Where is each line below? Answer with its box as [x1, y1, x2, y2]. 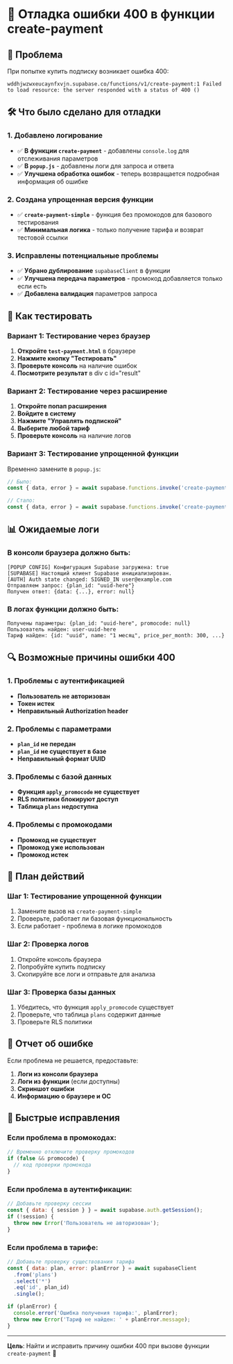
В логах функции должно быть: [7, 604, 119, 614]
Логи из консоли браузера [17, 1069, 98, 1078]
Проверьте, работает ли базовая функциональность [17, 914, 173, 923]
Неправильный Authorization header [17, 707, 128, 715]
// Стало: [7, 497, 36, 504]
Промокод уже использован [17, 843, 105, 851]
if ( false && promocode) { [7, 1155, 85, 1162]
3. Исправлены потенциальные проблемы [7, 250, 159, 260]
